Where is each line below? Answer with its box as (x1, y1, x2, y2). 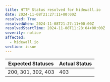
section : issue (5, 44, 37, 49)
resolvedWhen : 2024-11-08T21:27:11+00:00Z (5, 21, 94, 26)
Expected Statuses (8, 60, 54, 67)
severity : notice (5, 30, 41, 35)
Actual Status (59, 60, 92, 67)
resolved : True (5, 16, 37, 21)
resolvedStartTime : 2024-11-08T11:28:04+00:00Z (5, 26, 106, 31)
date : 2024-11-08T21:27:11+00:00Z (5, 12, 77, 17)
